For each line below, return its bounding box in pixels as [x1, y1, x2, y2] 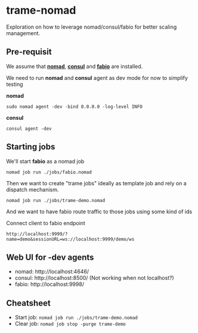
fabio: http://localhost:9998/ [14, 281, 85, 288]
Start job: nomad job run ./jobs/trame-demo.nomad [14, 314, 138, 321]
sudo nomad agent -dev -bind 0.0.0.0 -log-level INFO [6, 104, 143, 110]
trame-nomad [6, 4, 76, 17]
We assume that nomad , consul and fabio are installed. [6, 63, 143, 70]
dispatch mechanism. [6, 186, 59, 193]
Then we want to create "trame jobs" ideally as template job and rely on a [6, 179, 187, 186]
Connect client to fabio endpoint [6, 219, 85, 226]
